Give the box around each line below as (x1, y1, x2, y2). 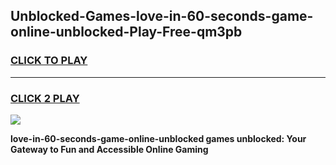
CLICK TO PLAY (10, 54, 88, 68)
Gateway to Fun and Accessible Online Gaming (10, 143, 209, 155)
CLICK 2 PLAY (10, 91, 80, 105)
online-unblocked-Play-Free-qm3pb (10, 24, 243, 41)
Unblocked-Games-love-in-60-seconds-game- (10, 8, 314, 25)
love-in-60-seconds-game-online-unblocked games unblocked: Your (10, 132, 307, 144)
